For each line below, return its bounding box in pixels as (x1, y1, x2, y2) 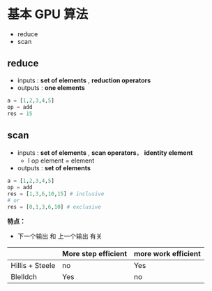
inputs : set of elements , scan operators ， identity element (17, 149, 193, 157)
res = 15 (7, 110, 33, 117)
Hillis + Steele (10, 260, 56, 270)
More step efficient (62, 248, 128, 258)
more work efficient (133, 248, 201, 258)
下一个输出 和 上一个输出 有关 (17, 232, 103, 240)
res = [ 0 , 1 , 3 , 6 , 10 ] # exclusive (7, 203, 101, 210)
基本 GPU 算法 (7, 6, 89, 22)
